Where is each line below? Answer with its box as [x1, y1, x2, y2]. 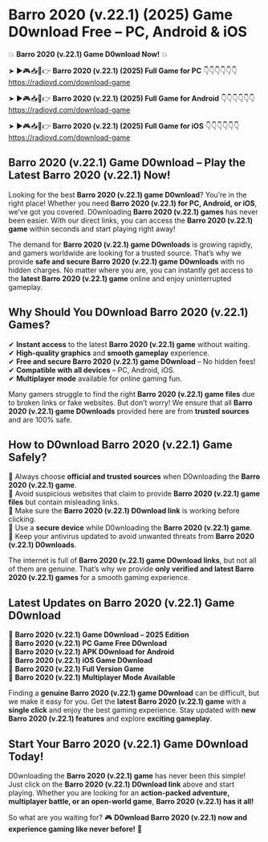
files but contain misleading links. [8, 497, 120, 507]
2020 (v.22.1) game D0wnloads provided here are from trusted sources [8, 406, 250, 415]
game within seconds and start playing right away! [8, 223, 176, 234]
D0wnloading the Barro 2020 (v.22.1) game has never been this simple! [8, 771, 246, 780]
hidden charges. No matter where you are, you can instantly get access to [8, 265, 254, 275]
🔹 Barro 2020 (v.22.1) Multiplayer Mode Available [8, 672, 176, 682]
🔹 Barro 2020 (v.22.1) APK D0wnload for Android [8, 647, 175, 656]
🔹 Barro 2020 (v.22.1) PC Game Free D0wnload [8, 639, 167, 648]
